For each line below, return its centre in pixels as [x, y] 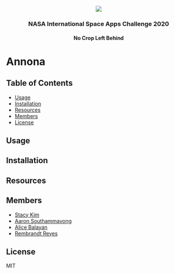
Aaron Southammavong [43, 221]
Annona [26, 61]
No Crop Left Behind [99, 38]
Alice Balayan [31, 227]
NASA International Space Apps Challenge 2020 [99, 23]
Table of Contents [40, 83]
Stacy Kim [27, 215]
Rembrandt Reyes [36, 233]
